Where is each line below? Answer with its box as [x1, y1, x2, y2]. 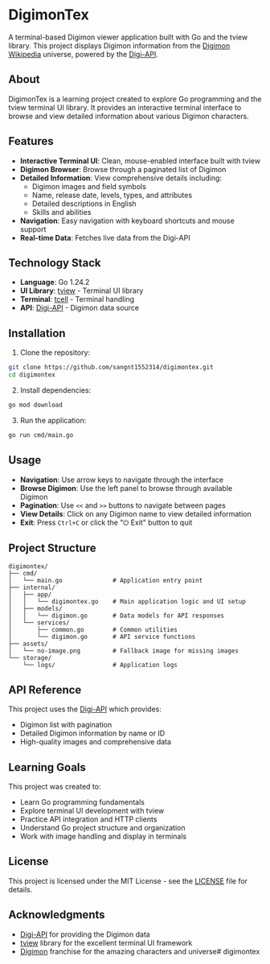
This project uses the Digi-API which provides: [8, 704, 162, 714]
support [19, 224, 47, 234]
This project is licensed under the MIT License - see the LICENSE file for [8, 875, 247, 886]
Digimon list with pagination [19, 720, 112, 730]
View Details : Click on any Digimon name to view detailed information [19, 509, 252, 518]
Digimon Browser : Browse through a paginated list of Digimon [19, 164, 227, 174]
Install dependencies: [19, 385, 92, 395]
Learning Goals [8, 760, 87, 774]
